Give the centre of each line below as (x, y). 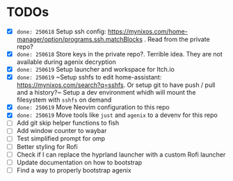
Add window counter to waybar (62, 131)
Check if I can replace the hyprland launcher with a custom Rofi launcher (121, 155)
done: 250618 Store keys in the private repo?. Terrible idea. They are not (120, 54)
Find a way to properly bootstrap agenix (74, 170)
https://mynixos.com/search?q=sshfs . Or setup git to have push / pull (116, 85)
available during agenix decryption (66, 62)
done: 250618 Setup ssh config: (61, 31)
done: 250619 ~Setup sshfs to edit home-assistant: (89, 77)
